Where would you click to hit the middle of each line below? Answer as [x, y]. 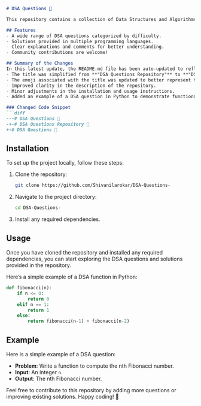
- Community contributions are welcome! [57, 53]
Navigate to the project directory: [56, 197]
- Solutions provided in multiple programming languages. [80, 41]
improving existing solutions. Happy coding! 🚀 [63, 396]
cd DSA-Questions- [38, 208]
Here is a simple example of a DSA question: [61, 354]
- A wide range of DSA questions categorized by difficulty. [84, 36]
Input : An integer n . [39, 372]
